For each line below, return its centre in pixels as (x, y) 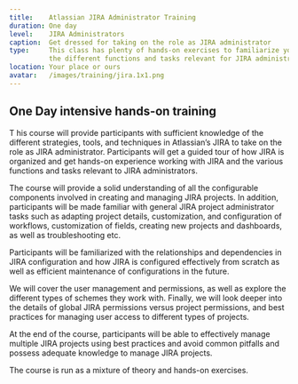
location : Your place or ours (65, 68)
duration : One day (43, 26)
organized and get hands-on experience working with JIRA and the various (146, 161)
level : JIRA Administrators (67, 34)
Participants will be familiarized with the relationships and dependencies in (145, 252)
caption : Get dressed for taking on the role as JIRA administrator (141, 42)
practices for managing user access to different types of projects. (129, 316)
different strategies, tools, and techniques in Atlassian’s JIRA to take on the (145, 142)
